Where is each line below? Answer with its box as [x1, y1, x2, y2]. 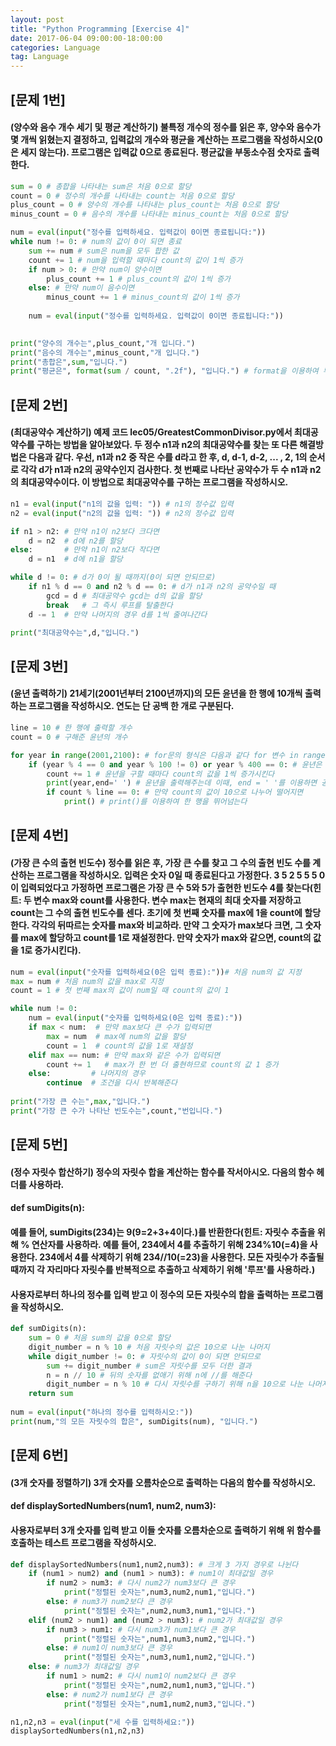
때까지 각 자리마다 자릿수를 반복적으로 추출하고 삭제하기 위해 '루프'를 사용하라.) [10, 1263, 316, 1275]
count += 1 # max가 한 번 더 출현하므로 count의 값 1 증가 [46, 1059, 279, 1070]
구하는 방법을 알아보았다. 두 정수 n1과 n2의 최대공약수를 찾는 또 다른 [36, 439, 298, 451]
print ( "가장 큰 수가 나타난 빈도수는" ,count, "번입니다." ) [10, 1106, 223, 1116]
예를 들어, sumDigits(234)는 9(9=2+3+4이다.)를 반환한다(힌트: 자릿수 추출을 [10, 1226, 316, 1238]
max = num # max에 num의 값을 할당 [46, 1031, 187, 1041]
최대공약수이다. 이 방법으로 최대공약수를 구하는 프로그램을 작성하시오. [20, 476, 289, 488]
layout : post [10, 14, 65, 25]
